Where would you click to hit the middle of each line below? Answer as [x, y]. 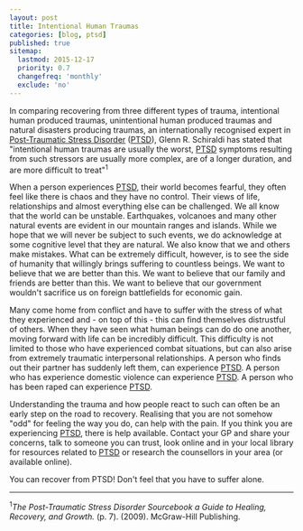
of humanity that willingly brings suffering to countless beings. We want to [147, 264]
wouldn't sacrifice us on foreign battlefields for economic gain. [126, 293]
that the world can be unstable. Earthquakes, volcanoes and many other [143, 216]
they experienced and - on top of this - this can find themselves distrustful [147, 320]
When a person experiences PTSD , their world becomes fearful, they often [148, 187]
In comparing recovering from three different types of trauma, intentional [144, 110]
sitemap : [26, 51]
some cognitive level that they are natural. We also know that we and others [150, 245]
